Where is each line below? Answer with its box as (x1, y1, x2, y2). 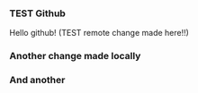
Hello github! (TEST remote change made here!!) (9, 28, 189, 38)
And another (9, 74, 66, 87)
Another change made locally (9, 50, 141, 63)
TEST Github (9, 7, 66, 20)
